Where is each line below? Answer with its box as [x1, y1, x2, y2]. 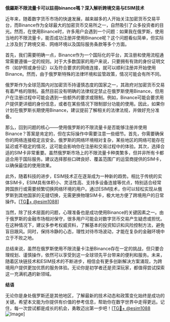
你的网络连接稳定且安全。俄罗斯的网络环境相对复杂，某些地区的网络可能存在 [5, 137, 165, 143]
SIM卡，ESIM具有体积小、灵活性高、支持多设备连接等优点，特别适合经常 [9, 180, 162, 185]
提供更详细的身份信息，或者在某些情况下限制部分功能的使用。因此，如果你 [9, 101, 165, 107]
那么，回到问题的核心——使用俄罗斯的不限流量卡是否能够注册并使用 [5, 124, 147, 130]
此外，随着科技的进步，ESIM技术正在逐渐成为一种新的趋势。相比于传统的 [5, 173, 158, 179]
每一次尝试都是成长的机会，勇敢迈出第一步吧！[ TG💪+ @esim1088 [14, 305, 151, 311]
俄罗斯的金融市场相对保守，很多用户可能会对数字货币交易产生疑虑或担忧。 [9, 216, 165, 221]
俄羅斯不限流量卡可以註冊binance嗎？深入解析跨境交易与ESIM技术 [5, 5, 145, 11]
